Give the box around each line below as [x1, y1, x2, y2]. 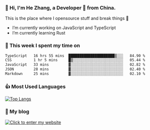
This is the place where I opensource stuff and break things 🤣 [5, 16, 129, 21]
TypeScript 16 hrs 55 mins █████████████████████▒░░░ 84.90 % [5, 53, 146, 58]
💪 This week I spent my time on [5, 42, 81, 49]
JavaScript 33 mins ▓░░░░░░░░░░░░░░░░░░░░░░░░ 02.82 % [5, 62, 146, 67]
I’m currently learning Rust [12, 30, 65, 36]
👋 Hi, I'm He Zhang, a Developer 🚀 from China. [5, 4, 116, 11]
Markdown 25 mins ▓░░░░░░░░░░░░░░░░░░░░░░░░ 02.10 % [5, 72, 146, 76]
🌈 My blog [5, 108, 29, 115]
